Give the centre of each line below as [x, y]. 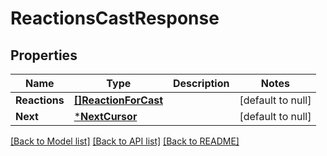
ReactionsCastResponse [115, 18]
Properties [44, 55]
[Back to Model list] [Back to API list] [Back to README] [125, 141]
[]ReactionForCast [118, 100]
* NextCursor [105, 116]
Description [201, 83]
